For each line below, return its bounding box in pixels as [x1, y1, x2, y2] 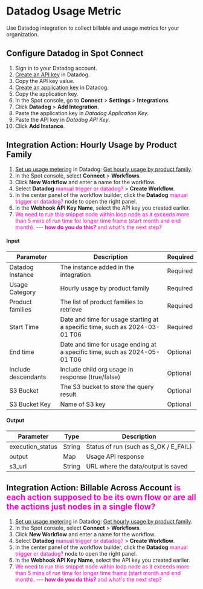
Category [9, 288, 36, 296]
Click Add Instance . [14, 122, 65, 130]
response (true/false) [60, 373, 121, 381]
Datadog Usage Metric [6, 4, 122, 18]
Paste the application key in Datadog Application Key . [14, 109, 149, 116]
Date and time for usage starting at [60, 315, 159, 324]
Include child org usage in [60, 365, 134, 373]
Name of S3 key [60, 400, 106, 408]
